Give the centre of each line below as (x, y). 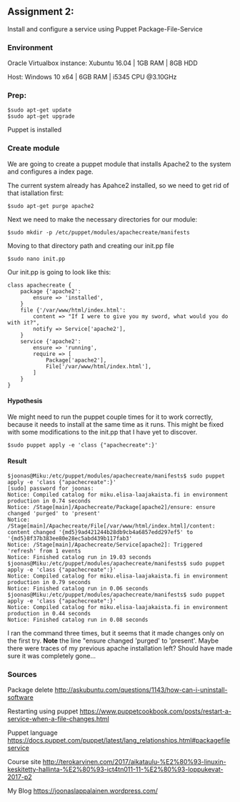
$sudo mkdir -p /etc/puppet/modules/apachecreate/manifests (99, 232)
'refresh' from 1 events (44, 551)
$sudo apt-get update (40, 110)
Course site (24, 762)
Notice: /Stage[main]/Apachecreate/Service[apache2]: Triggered (105, 545)
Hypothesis (25, 401)
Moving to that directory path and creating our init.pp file (91, 245)
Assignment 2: (41, 12)
